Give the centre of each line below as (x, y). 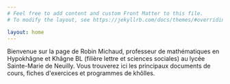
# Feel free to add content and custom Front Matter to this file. (105, 13)
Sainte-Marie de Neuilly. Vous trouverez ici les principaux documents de (109, 66)
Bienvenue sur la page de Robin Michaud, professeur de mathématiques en (113, 51)
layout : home (26, 32)
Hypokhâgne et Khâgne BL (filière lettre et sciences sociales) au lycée (106, 59)
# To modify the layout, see (49, 20)
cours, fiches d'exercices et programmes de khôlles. (81, 73)
